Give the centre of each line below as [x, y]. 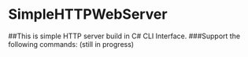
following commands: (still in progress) [71, 44]
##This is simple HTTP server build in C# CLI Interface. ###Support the [124, 36]
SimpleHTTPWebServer [88, 14]
